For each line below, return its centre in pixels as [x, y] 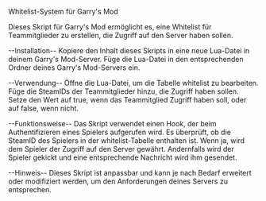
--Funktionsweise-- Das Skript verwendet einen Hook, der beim [112, 124]
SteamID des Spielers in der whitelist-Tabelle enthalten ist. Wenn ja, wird [126, 141]
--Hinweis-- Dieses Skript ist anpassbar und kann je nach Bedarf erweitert [130, 173]
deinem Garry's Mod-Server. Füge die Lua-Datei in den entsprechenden [126, 59]
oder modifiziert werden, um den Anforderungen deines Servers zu [118, 181]
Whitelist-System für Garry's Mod [63, 12]
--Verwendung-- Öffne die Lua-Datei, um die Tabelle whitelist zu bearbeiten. [133, 83]
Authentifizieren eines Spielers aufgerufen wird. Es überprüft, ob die [120, 132]
